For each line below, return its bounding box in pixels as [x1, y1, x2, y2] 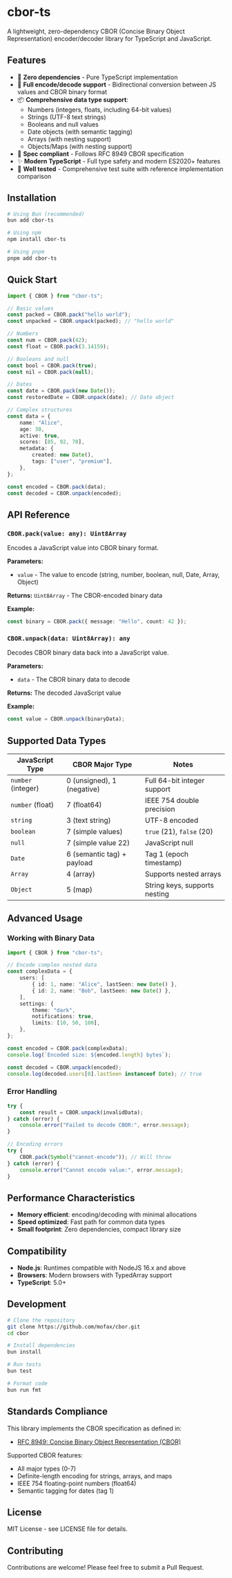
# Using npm [7, 229, 41, 236]
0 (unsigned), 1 [66, 775, 117, 785]
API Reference [7, 508, 70, 520]
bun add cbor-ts [7, 217, 54, 224]
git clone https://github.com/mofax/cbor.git [7, 1323, 140, 1330]
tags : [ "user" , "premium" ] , [32, 458, 113, 465]
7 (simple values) [66, 826, 123, 836]
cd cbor [7, 1329, 30, 1337]
